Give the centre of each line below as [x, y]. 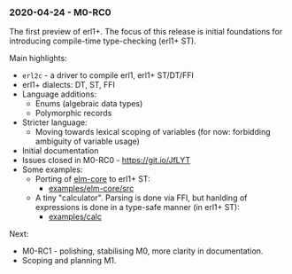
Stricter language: [54, 122]
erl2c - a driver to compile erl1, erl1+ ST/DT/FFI [108, 75]
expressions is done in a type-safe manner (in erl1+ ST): [138, 207]
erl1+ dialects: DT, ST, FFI [68, 85]
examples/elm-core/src [91, 189]
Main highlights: [38, 59]
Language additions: [59, 94]
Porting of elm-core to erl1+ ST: [92, 179]
